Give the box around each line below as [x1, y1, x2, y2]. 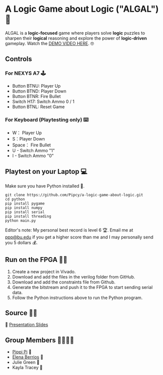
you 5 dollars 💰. [5, 239, 38, 245]
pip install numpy [5, 205, 43, 210]
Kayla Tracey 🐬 [12, 365, 43, 371]
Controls [5, 55, 32, 63]
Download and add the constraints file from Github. [12, 279, 116, 285]
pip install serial [5, 210, 45, 214]
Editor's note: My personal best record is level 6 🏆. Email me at [5, 227, 134, 233]
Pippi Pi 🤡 [12, 349, 32, 355]
